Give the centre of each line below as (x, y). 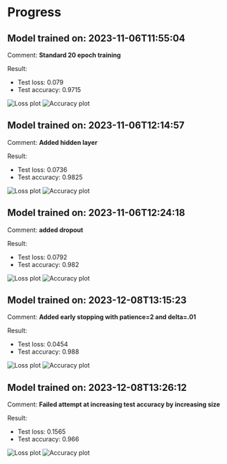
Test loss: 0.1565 (41, 432)
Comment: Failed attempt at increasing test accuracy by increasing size (114, 404)
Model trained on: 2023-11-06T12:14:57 (96, 125)
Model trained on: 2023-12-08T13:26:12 (97, 387)
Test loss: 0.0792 (43, 257)
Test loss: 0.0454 (43, 344)
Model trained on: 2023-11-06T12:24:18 (96, 213)
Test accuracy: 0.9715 (49, 90)
